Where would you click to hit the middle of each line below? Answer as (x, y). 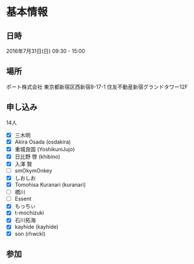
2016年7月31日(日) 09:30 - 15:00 (46, 51)
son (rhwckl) (30, 233)
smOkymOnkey (33, 170)
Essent (23, 199)
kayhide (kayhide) (37, 227)
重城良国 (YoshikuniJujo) (45, 149)
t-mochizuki (29, 213)
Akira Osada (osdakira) (43, 142)
